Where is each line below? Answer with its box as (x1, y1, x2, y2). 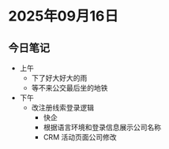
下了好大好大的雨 (31, 73, 88, 83)
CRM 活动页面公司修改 (43, 132, 117, 142)
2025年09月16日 (8, 7, 118, 25)
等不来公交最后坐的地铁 (31, 84, 108, 92)
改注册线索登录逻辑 (31, 103, 95, 112)
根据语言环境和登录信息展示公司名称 (43, 123, 162, 132)
